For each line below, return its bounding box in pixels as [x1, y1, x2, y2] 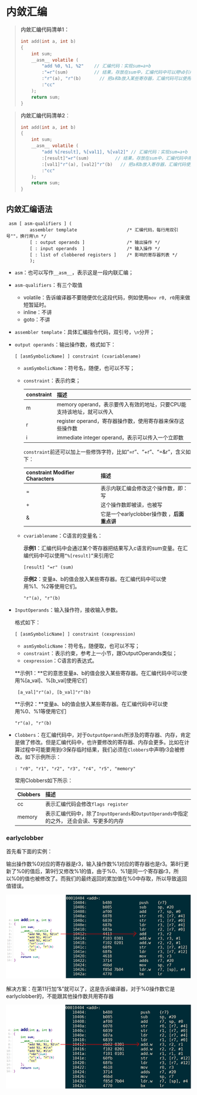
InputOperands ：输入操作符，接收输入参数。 [14, 606, 121, 613]
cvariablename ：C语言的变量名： [23, 532, 103, 539]
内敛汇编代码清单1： [20, 26, 69, 33]
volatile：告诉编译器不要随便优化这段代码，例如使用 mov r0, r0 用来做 [23, 294, 191, 301]
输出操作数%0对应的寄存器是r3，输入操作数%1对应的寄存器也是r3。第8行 [6, 860, 184, 867]
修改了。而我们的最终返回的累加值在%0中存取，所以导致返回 [40, 875, 188, 882]
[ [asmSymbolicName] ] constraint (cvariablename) [14, 353, 141, 359]
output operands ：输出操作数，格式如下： [14, 341, 116, 348]
